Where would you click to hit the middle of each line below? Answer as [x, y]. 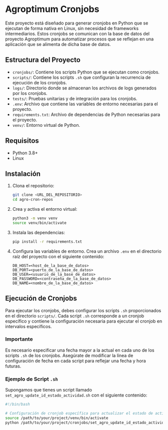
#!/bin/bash [17, 405]
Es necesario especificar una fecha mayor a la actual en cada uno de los [80, 350]
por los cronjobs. [30, 93]
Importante [19, 339]
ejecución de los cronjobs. [40, 82]
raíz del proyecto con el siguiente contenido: [58, 256]
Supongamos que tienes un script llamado [49, 390]
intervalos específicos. [28, 326]
